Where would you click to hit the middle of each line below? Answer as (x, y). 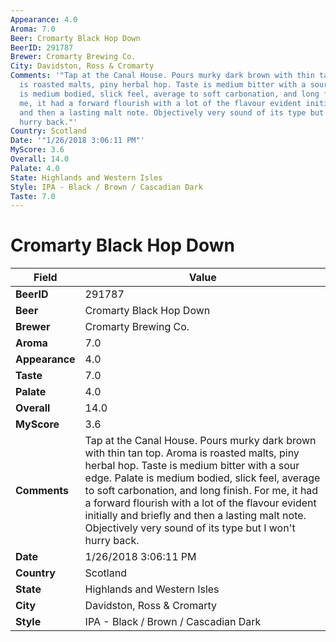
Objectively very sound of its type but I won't (190, 528)
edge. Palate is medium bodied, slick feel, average (202, 478)
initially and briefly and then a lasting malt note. (195, 516)
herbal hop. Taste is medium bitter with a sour (192, 466)
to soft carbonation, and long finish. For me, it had (201, 491)
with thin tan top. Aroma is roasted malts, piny (192, 453)
